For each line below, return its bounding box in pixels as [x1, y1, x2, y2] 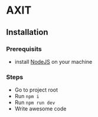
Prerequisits [6, 45, 43, 53]
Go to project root [14, 86, 58, 93]
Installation [6, 27, 48, 37]
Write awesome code [14, 105, 67, 112]
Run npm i [14, 93, 40, 100]
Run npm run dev [14, 99, 55, 106]
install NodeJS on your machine [14, 58, 93, 65]
